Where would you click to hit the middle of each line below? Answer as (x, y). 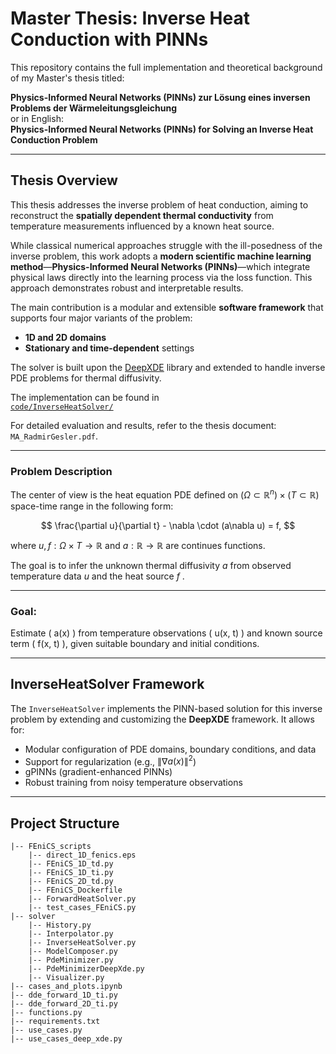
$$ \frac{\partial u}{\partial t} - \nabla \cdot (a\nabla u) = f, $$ (168, 525)
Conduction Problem (54, 139)
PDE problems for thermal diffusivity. (86, 378)
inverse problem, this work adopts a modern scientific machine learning (161, 256)
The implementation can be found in (85, 397)
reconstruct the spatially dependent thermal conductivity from (142, 215)
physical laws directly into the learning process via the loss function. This (161, 277)
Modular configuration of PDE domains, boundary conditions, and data (170, 749)
